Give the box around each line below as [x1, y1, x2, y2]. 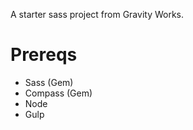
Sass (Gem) [24, 76, 74, 88]
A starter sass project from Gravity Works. [10, 9, 185, 20]
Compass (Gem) [24, 87, 93, 99]
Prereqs [10, 44, 78, 66]
